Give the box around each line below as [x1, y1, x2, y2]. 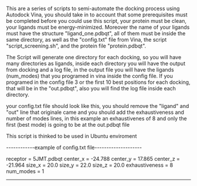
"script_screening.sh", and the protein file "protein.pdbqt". [6, 42, 147, 49]
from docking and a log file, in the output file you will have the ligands [6, 66, 174, 73]
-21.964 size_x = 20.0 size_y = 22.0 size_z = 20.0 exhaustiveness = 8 [6, 161, 174, 168]
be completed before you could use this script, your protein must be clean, [6, 18, 186, 24]
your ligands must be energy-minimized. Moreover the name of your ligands [6, 23, 190, 31]
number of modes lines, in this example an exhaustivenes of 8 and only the [6, 115, 187, 122]
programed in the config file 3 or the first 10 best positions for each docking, [6, 79, 191, 86]
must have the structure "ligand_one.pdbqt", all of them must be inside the [6, 30, 186, 37]
